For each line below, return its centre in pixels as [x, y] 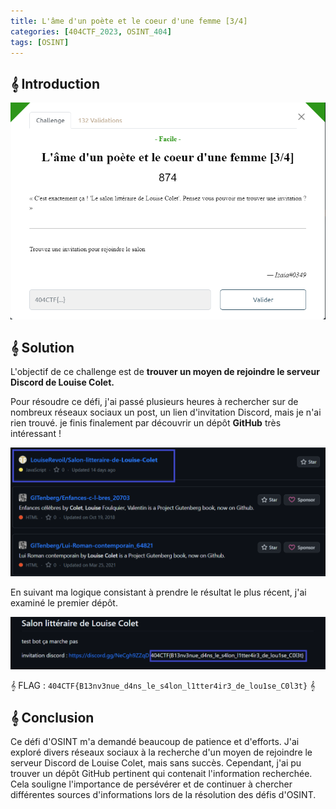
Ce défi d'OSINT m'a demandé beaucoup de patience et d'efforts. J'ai [155, 741]
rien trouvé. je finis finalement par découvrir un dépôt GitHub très [146, 422]
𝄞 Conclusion [52, 717]
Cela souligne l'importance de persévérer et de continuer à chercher [151, 784]
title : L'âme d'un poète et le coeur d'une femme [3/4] [129, 21]
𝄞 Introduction [55, 83]
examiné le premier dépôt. [64, 603]
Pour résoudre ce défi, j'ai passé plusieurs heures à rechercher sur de [154, 401]
